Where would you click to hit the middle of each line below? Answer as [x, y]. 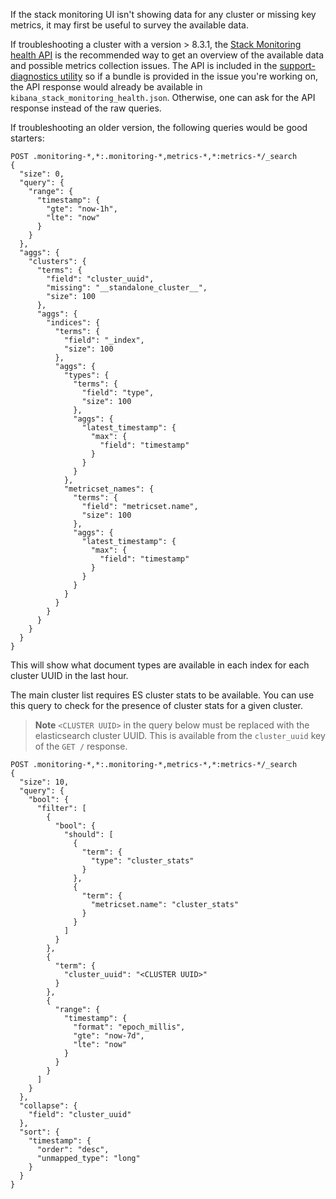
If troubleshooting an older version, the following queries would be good [159, 127]
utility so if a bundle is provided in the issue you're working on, [188, 76]
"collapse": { [48, 1106]
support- [297, 65]
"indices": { [73, 323]
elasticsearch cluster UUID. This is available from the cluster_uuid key [180, 735]
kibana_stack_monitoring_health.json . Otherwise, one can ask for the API [163, 97]
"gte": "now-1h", [82, 209]
